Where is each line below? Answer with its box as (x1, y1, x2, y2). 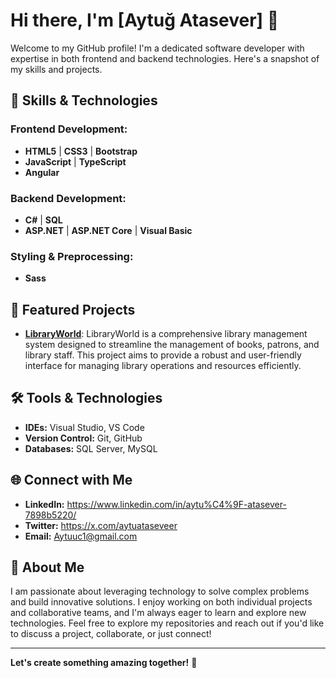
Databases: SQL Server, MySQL (24, 442, 158, 454)
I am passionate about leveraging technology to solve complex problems (10, 585, 310, 598)
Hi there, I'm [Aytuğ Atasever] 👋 (10, 9, 280, 32)
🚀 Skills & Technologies (10, 92, 158, 109)
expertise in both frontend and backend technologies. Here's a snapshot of (10, 52, 320, 64)
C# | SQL (24, 214, 63, 226)
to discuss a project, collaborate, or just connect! (10, 628, 212, 640)
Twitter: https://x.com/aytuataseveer (24, 519, 178, 531)
